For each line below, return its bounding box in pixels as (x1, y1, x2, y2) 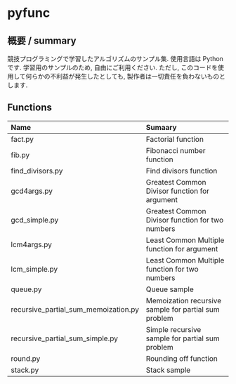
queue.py (11, 284, 42, 294)
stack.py (11, 365, 39, 375)
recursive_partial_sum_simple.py (11, 333, 118, 343)
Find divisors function (145, 166, 218, 176)
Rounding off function (145, 353, 218, 363)
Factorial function (145, 134, 204, 144)
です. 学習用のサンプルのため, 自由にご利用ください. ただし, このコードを (7, 63, 218, 72)
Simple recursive (145, 324, 202, 334)
